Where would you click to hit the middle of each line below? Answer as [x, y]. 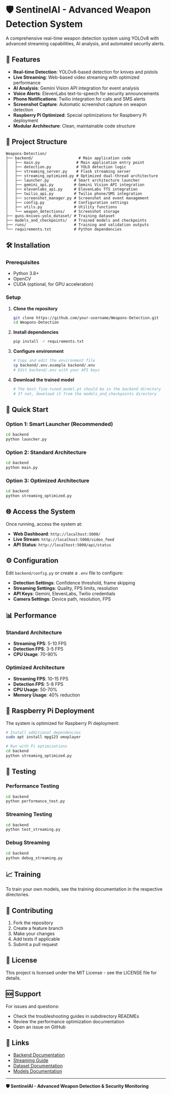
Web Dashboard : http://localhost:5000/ [57, 534]
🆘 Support [23, 994]
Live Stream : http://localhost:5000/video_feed [64, 539]
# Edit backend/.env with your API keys [56, 370]
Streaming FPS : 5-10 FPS [40, 644]
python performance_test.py [36, 801]
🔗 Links [18, 1043]
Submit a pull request [35, 945]
